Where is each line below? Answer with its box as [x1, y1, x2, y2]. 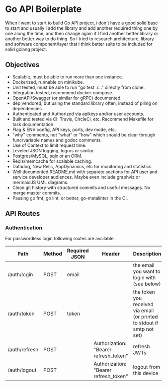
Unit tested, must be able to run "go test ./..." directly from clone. [12, 84, 145, 90]
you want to [133, 268, 161, 275]
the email [133, 262, 155, 269]
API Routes [5, 209, 40, 218]
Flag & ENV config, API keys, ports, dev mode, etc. [12, 127, 116, 132]
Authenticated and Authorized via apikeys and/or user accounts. [12, 111, 145, 117]
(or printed [133, 314, 158, 321]
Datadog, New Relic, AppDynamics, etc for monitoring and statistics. [12, 163, 153, 169]
